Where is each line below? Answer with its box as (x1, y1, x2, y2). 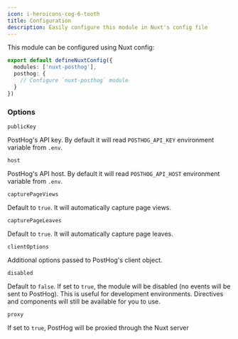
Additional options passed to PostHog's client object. (7, 256, 163, 264)
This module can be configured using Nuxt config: (7, 43, 155, 52)
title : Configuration (7, 17, 72, 24)
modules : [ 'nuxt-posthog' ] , (13, 63, 97, 71)
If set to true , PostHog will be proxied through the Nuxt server (7, 323, 190, 332)
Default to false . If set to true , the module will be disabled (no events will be (7, 282, 231, 291)
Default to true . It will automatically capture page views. (7, 203, 172, 212)
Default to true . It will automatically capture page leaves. (7, 229, 173, 238)
